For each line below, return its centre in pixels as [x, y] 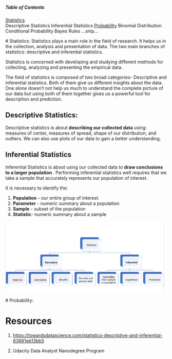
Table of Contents [25, 7]
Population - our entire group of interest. [56, 198]
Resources [29, 321]
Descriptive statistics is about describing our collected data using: [76, 127]
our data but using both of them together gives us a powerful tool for [78, 93]
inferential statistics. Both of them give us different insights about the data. [84, 83]
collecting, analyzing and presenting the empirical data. [64, 67]
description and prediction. [34, 99]
